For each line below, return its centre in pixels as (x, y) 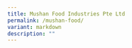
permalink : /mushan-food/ (45, 20)
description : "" (31, 34)
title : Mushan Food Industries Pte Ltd (66, 14)
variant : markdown (34, 27)
